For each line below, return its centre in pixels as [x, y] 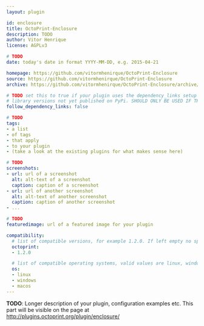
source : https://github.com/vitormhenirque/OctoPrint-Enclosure [89, 79]
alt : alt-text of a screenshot [51, 179]
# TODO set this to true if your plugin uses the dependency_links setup [102, 95]
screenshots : [23, 168]
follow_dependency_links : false [47, 107]
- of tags [19, 134]
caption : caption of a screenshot [55, 185]
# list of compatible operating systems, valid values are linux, [97, 263]
